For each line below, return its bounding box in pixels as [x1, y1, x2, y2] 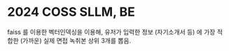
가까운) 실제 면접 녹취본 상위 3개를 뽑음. [22, 36, 132, 45]
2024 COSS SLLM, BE [7, 4, 135, 20]
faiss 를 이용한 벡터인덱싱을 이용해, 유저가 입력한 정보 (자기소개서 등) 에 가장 [7, 28, 216, 36]
